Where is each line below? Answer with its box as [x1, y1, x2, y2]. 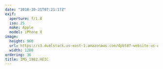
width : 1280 [9, 48, 34, 52]
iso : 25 [9, 20, 25, 26]
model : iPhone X [9, 30, 42, 34]
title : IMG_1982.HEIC [5, 57, 49, 62]
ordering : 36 [5, 52, 32, 57]
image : [5, 34, 18, 39]
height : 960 [9, 39, 34, 44]
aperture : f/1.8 [9, 16, 42, 21]
